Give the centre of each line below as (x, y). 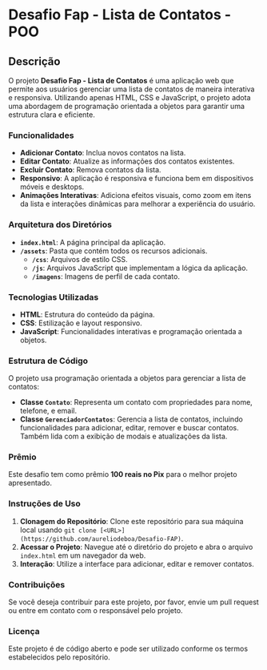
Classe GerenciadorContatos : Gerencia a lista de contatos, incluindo (132, 419)
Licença (24, 631)
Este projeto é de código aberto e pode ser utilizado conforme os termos (128, 649)
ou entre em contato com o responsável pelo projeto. (96, 611)
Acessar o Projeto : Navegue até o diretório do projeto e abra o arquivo (136, 547)
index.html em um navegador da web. (83, 555)
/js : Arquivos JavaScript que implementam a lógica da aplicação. (140, 268)
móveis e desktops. (52, 187)
